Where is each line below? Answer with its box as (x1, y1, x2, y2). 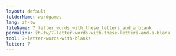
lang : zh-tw (6, 19, 35, 25)
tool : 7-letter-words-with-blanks (6, 36, 92, 41)
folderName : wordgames (6, 14, 62, 20)
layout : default (6, 8, 46, 15)
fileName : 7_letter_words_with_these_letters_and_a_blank (6, 24, 152, 31)
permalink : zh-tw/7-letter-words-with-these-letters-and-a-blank (6, 30, 170, 36)
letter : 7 (6, 41, 31, 47)
